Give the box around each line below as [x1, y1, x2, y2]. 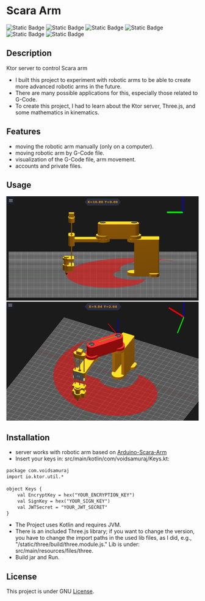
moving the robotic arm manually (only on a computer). [15, 142, 154, 150]
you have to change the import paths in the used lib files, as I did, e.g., [15, 534, 192, 542]
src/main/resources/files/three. [15, 547, 93, 555]
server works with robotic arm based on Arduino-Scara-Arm [15, 449, 167, 456]
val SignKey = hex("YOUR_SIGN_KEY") [17, 498, 111, 504]
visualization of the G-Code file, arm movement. [15, 155, 136, 163]
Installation [6, 432, 50, 443]
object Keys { [6, 486, 43, 492]
